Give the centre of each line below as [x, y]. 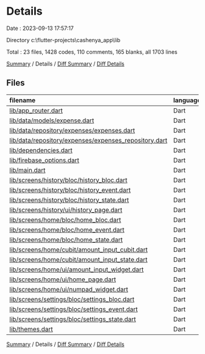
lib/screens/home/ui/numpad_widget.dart [69, 289]
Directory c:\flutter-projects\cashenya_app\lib [63, 40]
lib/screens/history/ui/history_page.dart [66, 210]
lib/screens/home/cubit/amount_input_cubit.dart [79, 249]
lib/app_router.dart [36, 110]
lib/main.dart [27, 170]
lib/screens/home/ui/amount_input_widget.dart [77, 269]
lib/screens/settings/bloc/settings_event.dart [74, 309]
